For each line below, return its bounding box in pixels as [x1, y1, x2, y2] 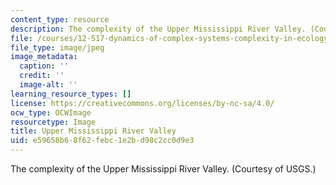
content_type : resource [10, 14, 110, 25]
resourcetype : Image [10, 117, 97, 127]
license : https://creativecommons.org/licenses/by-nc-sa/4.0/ [10, 98, 275, 108]
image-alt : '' [19, 80, 78, 90]
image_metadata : [10, 52, 78, 62]
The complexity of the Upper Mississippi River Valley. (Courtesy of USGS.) [10, 163, 317, 175]
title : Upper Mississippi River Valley [10, 126, 177, 136]
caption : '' [19, 61, 70, 71]
